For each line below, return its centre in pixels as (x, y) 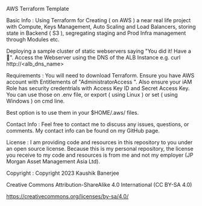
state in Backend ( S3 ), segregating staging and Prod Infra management (96, 33)
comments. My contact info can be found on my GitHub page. (83, 131)
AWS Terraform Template (38, 9)
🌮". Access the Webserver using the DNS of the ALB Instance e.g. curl (93, 57)
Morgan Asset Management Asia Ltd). (53, 161)
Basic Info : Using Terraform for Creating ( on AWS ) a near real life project (99, 20)
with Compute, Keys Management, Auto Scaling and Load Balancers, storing (101, 27)
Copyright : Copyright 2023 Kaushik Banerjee (63, 173)
